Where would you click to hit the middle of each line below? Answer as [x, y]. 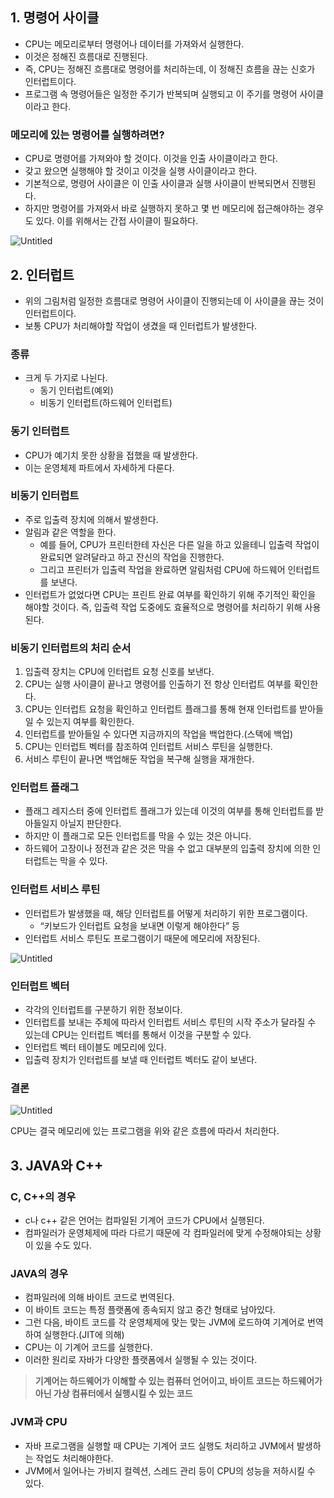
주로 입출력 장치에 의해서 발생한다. [91, 519]
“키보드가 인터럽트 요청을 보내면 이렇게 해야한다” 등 [139, 925]
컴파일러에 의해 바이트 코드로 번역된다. [99, 1297]
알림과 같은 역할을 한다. [70, 532]
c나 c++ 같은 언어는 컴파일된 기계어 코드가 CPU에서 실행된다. [144, 1220]
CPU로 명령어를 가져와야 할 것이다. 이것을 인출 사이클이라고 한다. [151, 159]
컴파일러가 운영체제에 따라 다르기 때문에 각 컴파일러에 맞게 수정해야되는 [163, 1232]
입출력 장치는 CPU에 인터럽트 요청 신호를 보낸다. [119, 672]
